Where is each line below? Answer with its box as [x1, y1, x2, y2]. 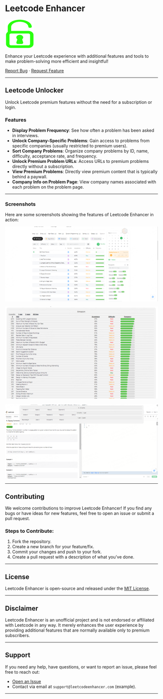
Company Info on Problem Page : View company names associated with [12, 179, 156, 185]
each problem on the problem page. [12, 184, 84, 190]
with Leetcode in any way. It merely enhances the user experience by [5, 622, 144, 628]
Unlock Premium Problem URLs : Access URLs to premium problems [12, 159, 149, 164]
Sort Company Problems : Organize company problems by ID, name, [12, 148, 149, 154]
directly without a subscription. [12, 163, 74, 170]
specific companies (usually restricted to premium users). [12, 143, 128, 149]
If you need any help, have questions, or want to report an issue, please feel [5, 664, 157, 669]
